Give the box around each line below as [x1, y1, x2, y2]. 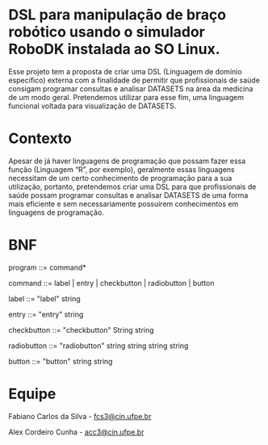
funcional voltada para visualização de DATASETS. [8, 101, 177, 111]
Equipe [8, 385, 57, 403]
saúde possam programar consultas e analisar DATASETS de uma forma [8, 190, 249, 199]
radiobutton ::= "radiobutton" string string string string [8, 341, 189, 351]
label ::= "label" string [8, 293, 81, 304]
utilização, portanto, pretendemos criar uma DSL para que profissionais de [8, 182, 257, 191]
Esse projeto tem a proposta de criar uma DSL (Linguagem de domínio [8, 66, 242, 76]
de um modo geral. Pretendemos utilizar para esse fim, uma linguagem [8, 92, 245, 102]
